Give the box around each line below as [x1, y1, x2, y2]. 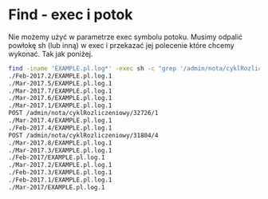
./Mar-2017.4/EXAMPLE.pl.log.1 [8, 117, 112, 125]
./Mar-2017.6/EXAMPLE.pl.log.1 [8, 94, 112, 102]
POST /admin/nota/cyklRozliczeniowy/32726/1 [8, 109, 159, 117]
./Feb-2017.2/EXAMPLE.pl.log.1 [8, 72, 112, 80]
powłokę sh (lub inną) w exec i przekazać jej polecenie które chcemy [8, 40, 235, 50]
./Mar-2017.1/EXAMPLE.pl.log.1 [8, 101, 112, 109]
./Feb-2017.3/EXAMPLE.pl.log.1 [8, 169, 112, 177]
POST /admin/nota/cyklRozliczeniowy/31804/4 [8, 131, 159, 139]
